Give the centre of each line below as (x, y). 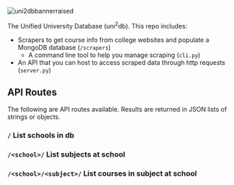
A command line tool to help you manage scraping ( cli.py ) (114, 55)
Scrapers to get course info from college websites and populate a (113, 40)
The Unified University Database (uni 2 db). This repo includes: (97, 25)
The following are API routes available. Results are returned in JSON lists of (117, 110)
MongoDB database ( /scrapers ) (64, 47)
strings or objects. (34, 117)
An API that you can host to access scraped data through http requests (121, 62)
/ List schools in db (41, 135)
